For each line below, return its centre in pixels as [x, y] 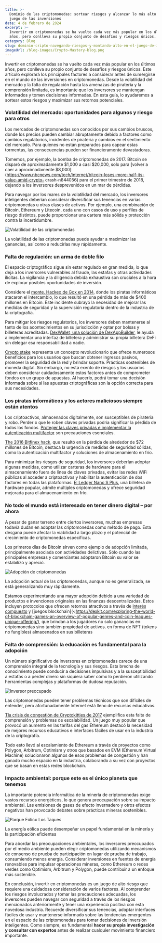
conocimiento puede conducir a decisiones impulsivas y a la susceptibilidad [80, 671]
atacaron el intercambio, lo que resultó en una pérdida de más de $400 [76, 297]
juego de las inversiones [35, 18]
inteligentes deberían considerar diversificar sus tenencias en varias [73, 199]
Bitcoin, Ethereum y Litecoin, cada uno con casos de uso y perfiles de [74, 210]
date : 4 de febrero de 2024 [33, 23]
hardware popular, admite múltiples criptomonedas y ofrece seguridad [75, 488]
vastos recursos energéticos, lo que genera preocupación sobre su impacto [80, 800]
